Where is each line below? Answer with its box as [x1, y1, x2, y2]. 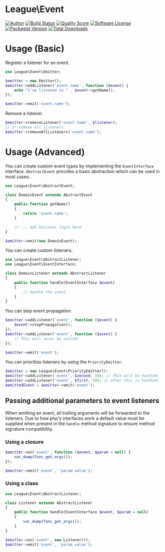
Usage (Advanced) [5, 146, 85, 157]
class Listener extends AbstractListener [5, 500, 93, 505]
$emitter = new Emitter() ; [5, 78, 61, 83]
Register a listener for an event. [5, 59, 70, 66]
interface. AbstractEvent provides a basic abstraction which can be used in [5, 168, 160, 174]
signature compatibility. [5, 426, 53, 432]
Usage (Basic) [5, 43, 65, 55]
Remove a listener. [5, 110, 43, 116]
